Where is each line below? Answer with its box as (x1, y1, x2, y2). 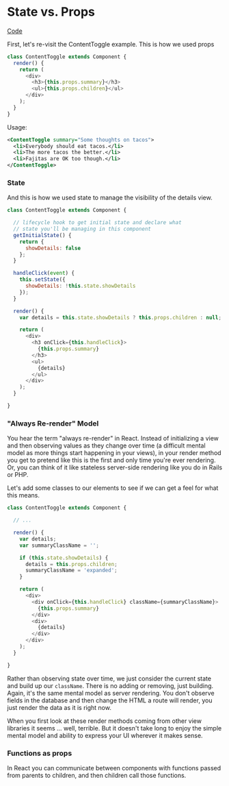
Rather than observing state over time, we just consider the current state (7, 674, 212, 683)
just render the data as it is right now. (7, 703, 111, 711)
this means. (7, 491, 40, 500)
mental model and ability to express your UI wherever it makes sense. (7, 731, 203, 739)
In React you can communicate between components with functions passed (7, 763, 221, 772)
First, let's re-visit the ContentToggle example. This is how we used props (7, 40, 215, 48)
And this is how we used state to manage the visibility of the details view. (7, 193, 213, 202)
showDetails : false (25, 245, 81, 251)
